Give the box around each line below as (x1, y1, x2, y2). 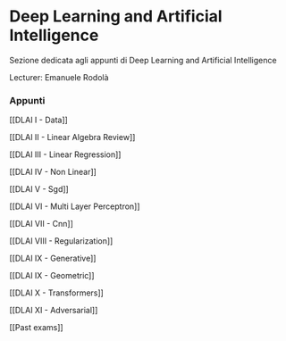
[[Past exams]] (9, 322, 64, 333)
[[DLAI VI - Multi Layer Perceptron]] (9, 201, 140, 212)
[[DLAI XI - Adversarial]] (9, 305, 98, 316)
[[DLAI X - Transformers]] (9, 287, 105, 298)
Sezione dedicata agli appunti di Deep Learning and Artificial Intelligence (9, 54, 277, 65)
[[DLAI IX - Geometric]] (9, 270, 96, 281)
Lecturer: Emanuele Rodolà (9, 71, 109, 82)
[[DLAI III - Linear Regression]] (9, 149, 122, 160)
